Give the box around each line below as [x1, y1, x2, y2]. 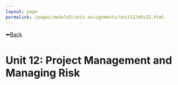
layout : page [5, 8, 38, 15]
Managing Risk [5, 66, 80, 80]
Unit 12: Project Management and [5, 54, 173, 67]
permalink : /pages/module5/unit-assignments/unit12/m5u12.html [5, 14, 165, 20]
